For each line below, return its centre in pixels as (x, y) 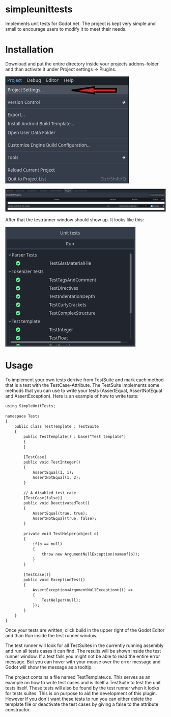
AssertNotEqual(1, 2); (56, 477)
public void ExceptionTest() (54, 580)
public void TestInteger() (52, 462)
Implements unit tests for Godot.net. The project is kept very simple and (81, 24)
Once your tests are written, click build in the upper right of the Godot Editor (85, 630)
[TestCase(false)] (43, 498)
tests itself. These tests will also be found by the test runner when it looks (82, 688)
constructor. (18, 709)
